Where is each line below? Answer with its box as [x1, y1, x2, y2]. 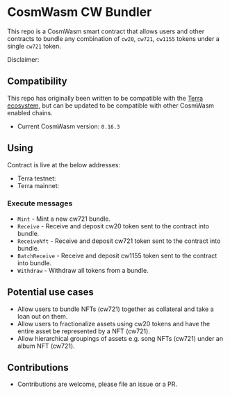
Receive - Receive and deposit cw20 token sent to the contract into [17, 221, 210, 230]
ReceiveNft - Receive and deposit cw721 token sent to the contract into [17, 237, 221, 245]
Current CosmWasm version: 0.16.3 [17, 122, 120, 131]
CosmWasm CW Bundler [7, 4, 152, 20]
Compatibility [7, 76, 67, 87]
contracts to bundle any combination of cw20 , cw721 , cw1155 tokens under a [7, 34, 220, 42]
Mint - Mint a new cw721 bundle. [17, 215, 111, 223]
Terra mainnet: [17, 181, 60, 190]
